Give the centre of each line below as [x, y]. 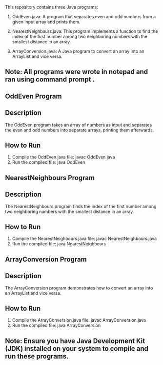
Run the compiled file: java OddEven [49, 162]
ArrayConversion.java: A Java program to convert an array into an [78, 51]
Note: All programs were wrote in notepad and [77, 72]
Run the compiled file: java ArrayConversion [56, 325]
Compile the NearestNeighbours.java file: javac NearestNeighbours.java [84, 239]
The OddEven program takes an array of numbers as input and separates [79, 125]
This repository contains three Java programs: [52, 7]
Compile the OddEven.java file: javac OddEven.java [63, 157]
